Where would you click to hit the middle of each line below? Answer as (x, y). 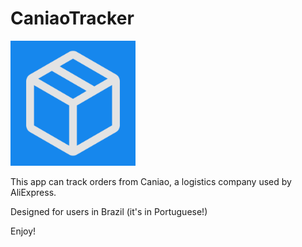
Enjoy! (23, 231)
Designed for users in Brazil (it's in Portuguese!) (109, 211)
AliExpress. (33, 192)
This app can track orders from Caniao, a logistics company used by (151, 181)
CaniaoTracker (72, 18)
